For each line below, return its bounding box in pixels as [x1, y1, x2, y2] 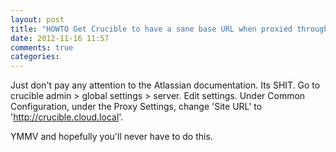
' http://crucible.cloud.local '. [10, 111, 124, 123]
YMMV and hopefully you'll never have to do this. [10, 131, 213, 143]
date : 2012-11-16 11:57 [10, 33, 110, 43]
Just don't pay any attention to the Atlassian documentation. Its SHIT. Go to [10, 79, 321, 91]
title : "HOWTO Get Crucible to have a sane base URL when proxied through [10, 24, 329, 34]
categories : [10, 52, 60, 62]
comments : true [10, 42, 74, 53]
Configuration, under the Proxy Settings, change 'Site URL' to [10, 101, 263, 113]
